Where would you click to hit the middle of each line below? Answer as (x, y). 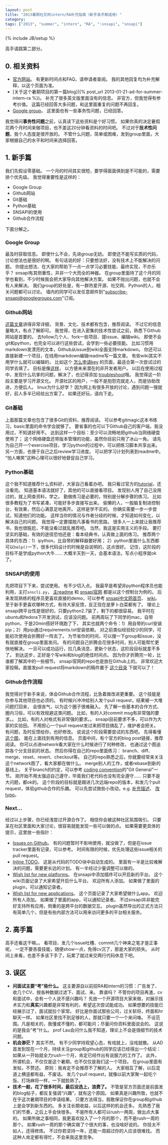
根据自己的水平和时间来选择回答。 (45, 140)
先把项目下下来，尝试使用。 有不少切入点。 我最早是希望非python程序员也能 (84, 586)
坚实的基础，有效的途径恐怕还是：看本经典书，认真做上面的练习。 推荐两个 (83, 534)
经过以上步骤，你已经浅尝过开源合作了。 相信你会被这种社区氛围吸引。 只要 (83, 819)
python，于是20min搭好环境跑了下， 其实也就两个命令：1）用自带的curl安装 (83, 623)
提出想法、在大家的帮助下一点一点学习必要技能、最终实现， (81, 267)
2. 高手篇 (19, 930)
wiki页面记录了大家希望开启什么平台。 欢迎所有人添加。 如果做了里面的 (86, 880)
